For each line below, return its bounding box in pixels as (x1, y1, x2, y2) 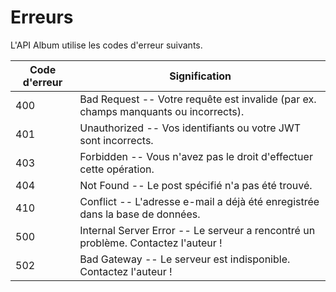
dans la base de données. (79, 207, 201, 221)
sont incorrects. (79, 133, 154, 147)
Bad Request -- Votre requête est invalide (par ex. (79, 92, 317, 106)
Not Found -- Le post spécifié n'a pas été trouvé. (79, 178, 313, 192)
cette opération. (79, 162, 155, 176)
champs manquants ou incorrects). (79, 104, 245, 118)
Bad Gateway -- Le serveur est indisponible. (79, 252, 291, 266)
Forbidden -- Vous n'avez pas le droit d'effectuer (79, 149, 313, 163)
